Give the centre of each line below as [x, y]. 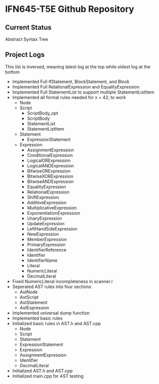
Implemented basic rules [37, 318]
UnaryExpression [45, 218]
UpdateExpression [46, 223]
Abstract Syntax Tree [27, 39]
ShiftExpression [43, 197]
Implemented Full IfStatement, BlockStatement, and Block [71, 81]
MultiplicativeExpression [52, 208]
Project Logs [25, 55]
